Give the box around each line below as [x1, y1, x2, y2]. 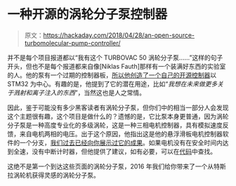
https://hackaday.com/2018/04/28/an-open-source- [43, 31, 195, 39]
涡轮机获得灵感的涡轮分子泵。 [13, 171, 100, 179]
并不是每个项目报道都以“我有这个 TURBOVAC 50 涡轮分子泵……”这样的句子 [7, 53, 223, 62]
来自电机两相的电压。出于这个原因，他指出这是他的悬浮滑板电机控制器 [19, 129, 223, 138]
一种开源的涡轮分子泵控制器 [7, 6, 168, 22]
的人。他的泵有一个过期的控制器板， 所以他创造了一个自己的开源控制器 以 [7, 71, 216, 79]
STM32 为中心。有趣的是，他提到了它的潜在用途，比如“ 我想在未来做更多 [7, 79, 218, 88]
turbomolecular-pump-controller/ [24, 39, 121, 47]
